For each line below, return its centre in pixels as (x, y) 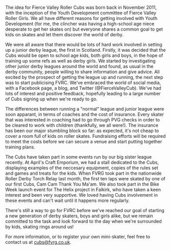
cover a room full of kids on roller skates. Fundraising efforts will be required (86, 136)
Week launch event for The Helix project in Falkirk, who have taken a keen (83, 190)
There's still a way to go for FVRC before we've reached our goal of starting (85, 210)
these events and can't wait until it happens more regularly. (68, 200)
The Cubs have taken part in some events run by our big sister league (79, 157)
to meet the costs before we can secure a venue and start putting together (84, 141)
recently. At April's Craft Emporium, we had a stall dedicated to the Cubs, (82, 162)
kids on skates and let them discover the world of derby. (65, 35)
